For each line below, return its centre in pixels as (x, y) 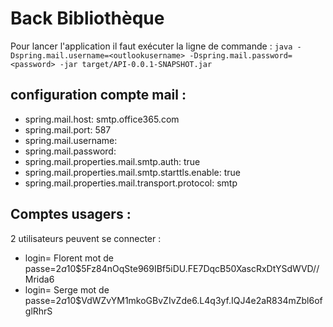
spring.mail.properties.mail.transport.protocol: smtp (131, 183)
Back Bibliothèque (87, 18)
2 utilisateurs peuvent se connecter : (86, 238)
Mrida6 (39, 279)
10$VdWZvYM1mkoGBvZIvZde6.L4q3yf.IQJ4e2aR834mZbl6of (194, 300)
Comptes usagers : (71, 214)
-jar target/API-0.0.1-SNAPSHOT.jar (136, 64)
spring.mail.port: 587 (68, 129)
